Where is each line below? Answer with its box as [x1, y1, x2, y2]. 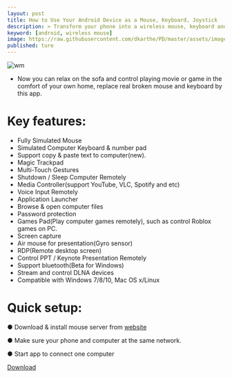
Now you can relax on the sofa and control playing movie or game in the [17, 75, 222, 83]
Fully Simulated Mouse [17, 136, 82, 144]
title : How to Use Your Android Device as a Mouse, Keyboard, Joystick [7, 17, 217, 23]
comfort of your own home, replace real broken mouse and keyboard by [17, 82, 222, 90]
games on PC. [17, 224, 57, 232]
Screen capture [17, 231, 61, 240]
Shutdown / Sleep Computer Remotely [17, 173, 126, 181]
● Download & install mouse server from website [7, 323, 147, 331]
